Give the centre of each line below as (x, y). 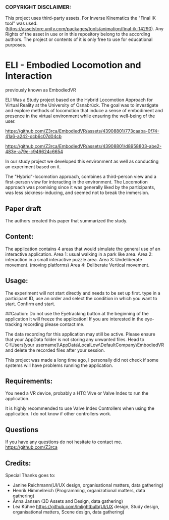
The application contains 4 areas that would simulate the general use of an (83, 249)
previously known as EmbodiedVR (41, 90)
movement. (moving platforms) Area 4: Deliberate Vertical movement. (77, 265)
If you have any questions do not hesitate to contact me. (64, 442)
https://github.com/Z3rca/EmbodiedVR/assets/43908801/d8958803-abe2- (83, 146)
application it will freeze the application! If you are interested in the (74, 319)
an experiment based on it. (33, 167)
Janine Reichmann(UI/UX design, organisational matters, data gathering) (88, 485)
